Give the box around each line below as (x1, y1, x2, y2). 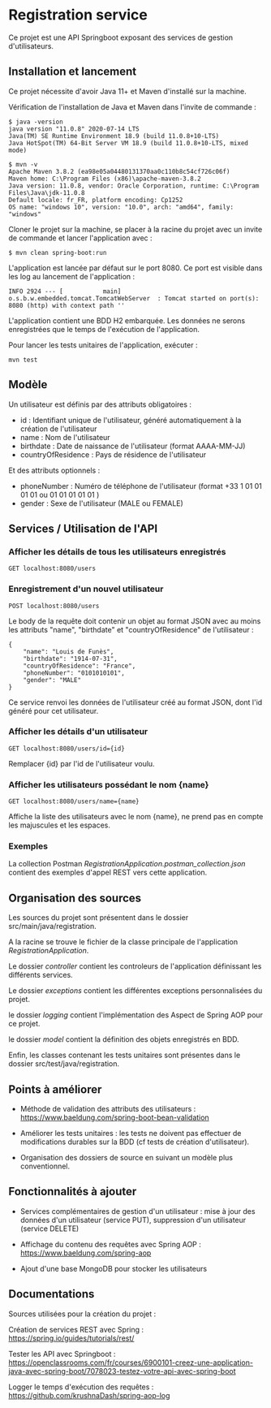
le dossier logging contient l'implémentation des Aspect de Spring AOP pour (8, 1010, 264, 1020)
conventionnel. (19, 1161, 71, 1171)
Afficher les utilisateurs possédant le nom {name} (8, 779, 209, 790)
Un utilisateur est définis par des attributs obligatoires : (8, 400, 192, 409)
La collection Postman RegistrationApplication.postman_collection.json (8, 859, 246, 869)
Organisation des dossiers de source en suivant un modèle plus (19, 1153, 234, 1163)
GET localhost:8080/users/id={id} (8, 745, 126, 753)
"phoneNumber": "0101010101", (23, 668, 126, 677)
